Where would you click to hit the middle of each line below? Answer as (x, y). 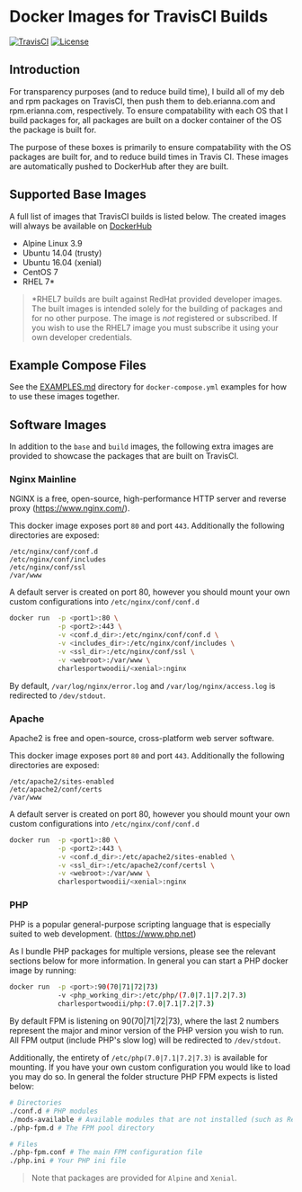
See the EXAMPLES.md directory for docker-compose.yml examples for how (148, 387)
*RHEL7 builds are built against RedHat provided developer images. (157, 299)
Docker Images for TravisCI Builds (138, 17)
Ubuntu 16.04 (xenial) (62, 262)
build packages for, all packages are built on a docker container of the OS (146, 120)
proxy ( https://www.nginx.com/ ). (70, 508)
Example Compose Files (78, 365)
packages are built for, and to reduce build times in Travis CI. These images (149, 157)
